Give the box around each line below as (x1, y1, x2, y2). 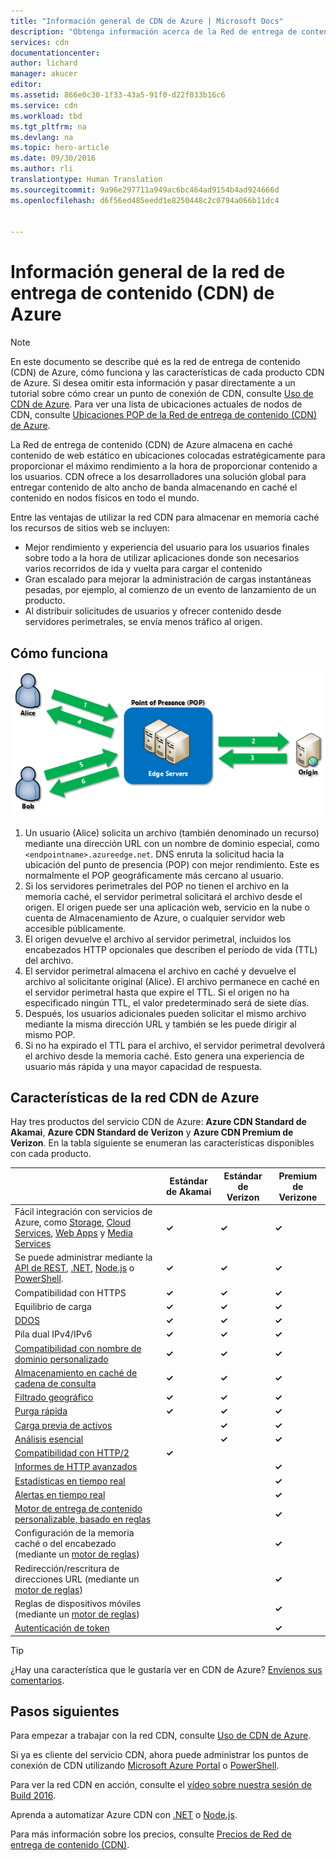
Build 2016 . (10, 1790, 57, 1802)
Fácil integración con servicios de (14, 1206, 153, 1218)
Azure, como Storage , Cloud (14, 1216, 132, 1229)
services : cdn (10, 37, 70, 47)
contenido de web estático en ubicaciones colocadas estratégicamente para (10, 450, 326, 462)
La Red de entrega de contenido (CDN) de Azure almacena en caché (10, 439, 293, 451)
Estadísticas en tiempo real (14, 1475, 126, 1487)
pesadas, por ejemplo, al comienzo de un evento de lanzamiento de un (24, 584, 317, 596)
